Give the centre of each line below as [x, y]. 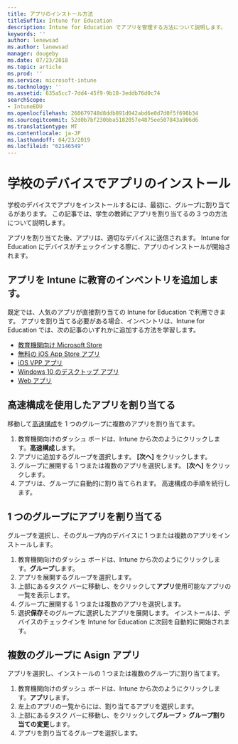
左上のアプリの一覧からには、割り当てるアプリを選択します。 [108, 706]
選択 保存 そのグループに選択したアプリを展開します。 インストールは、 [121, 612]
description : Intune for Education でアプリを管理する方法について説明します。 [117, 27]
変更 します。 [55, 724]
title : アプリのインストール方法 [50, 14]
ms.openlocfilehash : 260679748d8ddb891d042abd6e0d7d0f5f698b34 [103, 113]
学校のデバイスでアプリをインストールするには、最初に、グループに [107, 205]
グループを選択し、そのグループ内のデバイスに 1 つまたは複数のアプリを [113, 535]
